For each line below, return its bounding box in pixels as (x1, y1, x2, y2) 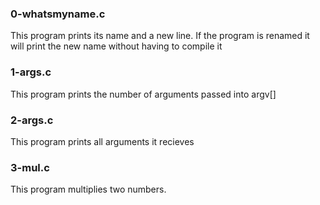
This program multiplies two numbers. (10, 183, 167, 196)
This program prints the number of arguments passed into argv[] (10, 88, 277, 100)
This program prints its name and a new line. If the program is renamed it (10, 30, 310, 42)
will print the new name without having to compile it (10, 40, 223, 52)
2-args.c (10, 113, 54, 127)
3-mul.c (10, 160, 50, 174)
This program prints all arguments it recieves (10, 135, 195, 147)
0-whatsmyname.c (10, 7, 106, 21)
